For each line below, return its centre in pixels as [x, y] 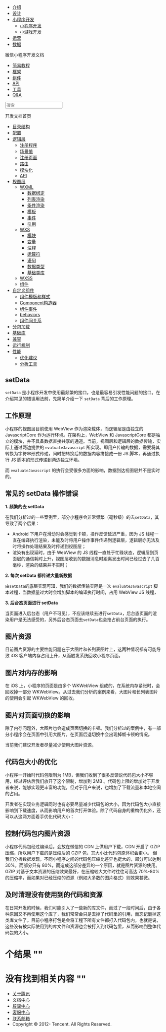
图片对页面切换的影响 [38, 715]
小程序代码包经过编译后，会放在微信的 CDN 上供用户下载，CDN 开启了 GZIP [83, 846]
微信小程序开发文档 [25, 55]
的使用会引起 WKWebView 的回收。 [41, 698]
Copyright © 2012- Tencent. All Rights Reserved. [62, 1024]
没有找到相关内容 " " [46, 979]
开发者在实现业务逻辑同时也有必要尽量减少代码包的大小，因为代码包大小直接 [83, 804]
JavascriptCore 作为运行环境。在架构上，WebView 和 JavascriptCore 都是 [81, 435]
